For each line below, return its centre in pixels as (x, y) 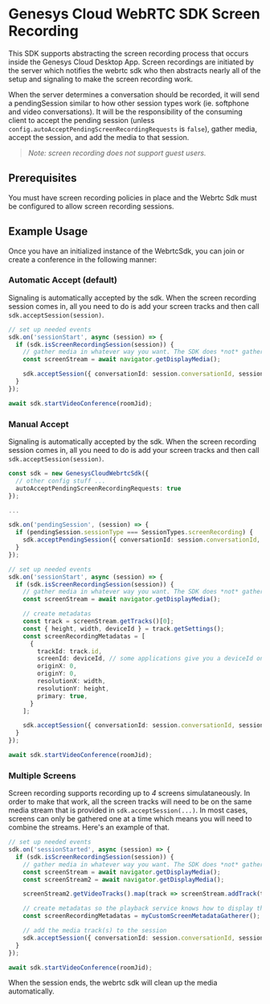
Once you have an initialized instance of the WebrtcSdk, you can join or (127, 251)
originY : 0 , (57, 674)
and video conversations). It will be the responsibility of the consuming (125, 111)
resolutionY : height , (74, 689)
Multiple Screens (42, 776)
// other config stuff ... (61, 481)
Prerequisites (43, 178)
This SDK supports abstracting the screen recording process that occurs (129, 53)
